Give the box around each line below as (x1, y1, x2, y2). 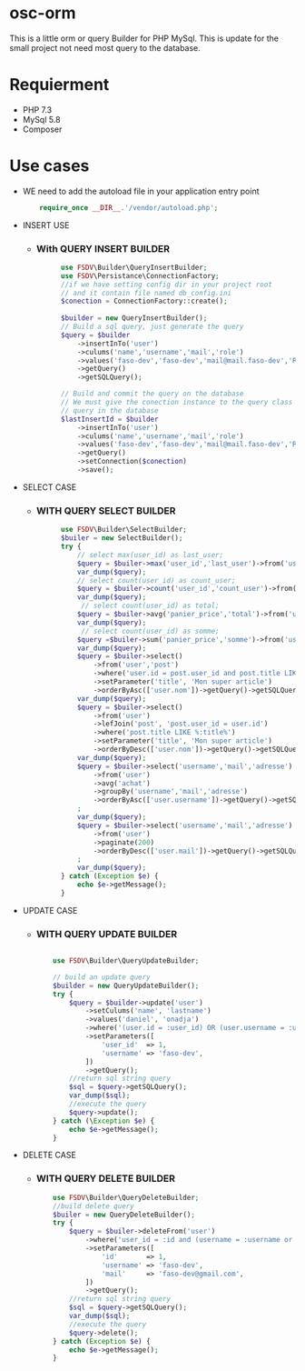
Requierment (9, 75, 110, 95)
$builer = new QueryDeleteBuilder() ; (53, 1210, 195, 1219)
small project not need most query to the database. (9, 42, 202, 53)
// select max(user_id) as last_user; (76, 550, 224, 559)
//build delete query (53, 1201, 134, 1211)
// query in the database (60, 405, 159, 415)
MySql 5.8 (22, 114, 61, 125)
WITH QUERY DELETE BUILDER (35, 1172, 175, 1185)
